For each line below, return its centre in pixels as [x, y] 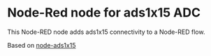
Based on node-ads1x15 [42, 45]
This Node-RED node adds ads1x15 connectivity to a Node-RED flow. [106, 32]
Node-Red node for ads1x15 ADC [104, 13]
